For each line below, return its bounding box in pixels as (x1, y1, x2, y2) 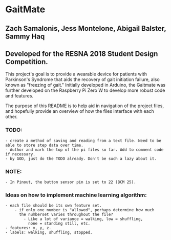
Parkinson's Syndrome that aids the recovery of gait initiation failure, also (5, 76, 160, 83)
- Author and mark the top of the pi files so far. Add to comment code (5, 147, 164, 152)
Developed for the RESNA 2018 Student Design (5, 49, 158, 58)
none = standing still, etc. (28, 221, 91, 226)
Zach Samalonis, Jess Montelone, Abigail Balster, (5, 24, 166, 33)
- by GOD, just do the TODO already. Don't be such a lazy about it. (5, 156, 157, 161)
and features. (5, 93, 34, 99)
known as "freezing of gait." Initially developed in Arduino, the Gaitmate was (5, 82, 165, 88)
